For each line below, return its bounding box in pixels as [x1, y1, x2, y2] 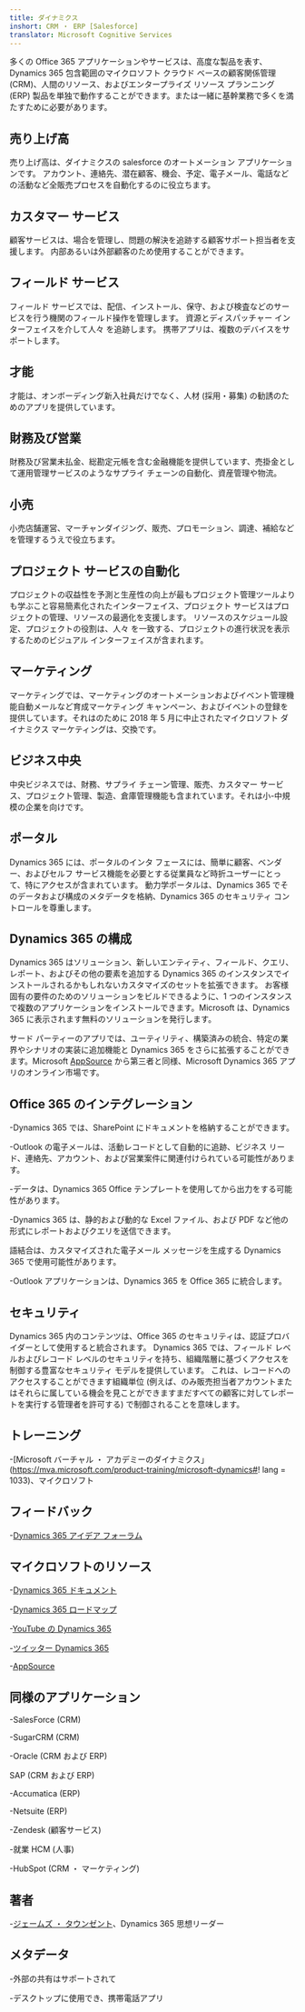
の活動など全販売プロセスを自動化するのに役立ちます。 [9, 179, 216, 191]
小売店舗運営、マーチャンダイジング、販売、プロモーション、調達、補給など [9, 523, 295, 534]
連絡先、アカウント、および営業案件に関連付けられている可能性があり [25, 1153, 288, 1164]
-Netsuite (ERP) [9, 1806, 68, 1817]
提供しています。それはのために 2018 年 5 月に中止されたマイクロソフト [9, 712, 279, 723]
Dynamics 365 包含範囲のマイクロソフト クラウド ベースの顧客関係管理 [9, 67, 277, 78]
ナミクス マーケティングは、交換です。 [16, 724, 162, 735]
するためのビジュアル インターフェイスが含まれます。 [9, 635, 209, 646]
